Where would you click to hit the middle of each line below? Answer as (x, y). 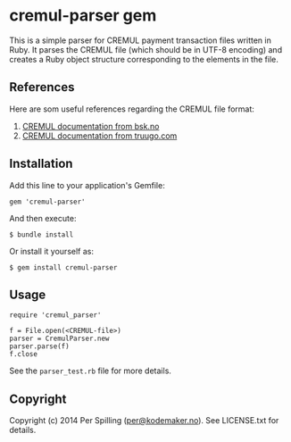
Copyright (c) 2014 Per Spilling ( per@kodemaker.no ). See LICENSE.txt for (144, 421)
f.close (24, 354)
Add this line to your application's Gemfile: (87, 185)
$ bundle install (42, 234)
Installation (41, 164)
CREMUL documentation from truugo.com (100, 136)
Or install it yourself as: (51, 251)
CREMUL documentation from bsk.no (91, 126)
